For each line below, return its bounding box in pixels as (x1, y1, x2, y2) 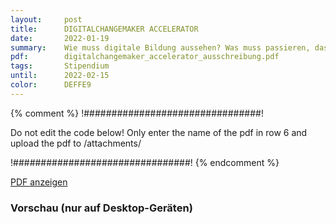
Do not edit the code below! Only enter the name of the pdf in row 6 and (10, 126, 308, 138)
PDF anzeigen (10, 176, 68, 188)
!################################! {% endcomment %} (10, 156, 280, 168)
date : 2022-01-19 (10, 33, 110, 43)
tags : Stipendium (10, 61, 110, 71)
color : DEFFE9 (10, 80, 92, 90)
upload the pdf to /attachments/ (10, 137, 142, 149)
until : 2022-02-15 (10, 71, 110, 81)
